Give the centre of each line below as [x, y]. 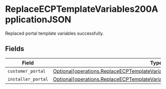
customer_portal [27, 71]
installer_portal [28, 79]
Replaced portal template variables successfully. [54, 33]
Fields [15, 49]
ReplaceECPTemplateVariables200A [82, 9]
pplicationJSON [38, 20]
